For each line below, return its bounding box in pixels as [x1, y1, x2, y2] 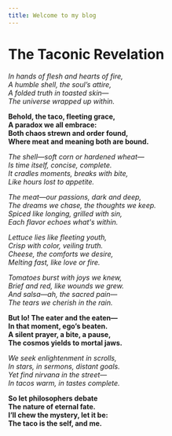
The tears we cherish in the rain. [8, 298, 113, 307]
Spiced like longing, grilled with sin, [8, 209, 123, 218]
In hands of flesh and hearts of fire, [8, 71, 123, 81]
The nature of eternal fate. [8, 401, 96, 411]
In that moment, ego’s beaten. [8, 321, 108, 331]
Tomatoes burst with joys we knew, [8, 273, 123, 282]
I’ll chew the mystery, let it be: [8, 410, 108, 420]
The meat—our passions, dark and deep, [8, 192, 142, 201]
